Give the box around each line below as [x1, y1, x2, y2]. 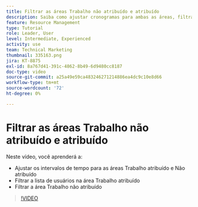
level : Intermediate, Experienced [6, 36, 91, 42]
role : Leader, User [6, 31, 54, 36]
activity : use [6, 42, 41, 48]
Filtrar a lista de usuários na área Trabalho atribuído [14, 177, 140, 184]
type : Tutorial [6, 25, 44, 31]
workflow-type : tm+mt [6, 80, 60, 86]
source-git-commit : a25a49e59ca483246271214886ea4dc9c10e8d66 [6, 74, 162, 80]
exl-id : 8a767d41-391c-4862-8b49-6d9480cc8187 [6, 63, 123, 69]
